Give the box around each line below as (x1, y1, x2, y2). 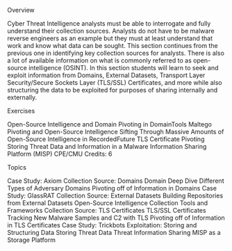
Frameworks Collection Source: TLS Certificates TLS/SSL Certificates (7, 207, 206, 214)
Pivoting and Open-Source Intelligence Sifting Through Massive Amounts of (7, 128, 224, 136)
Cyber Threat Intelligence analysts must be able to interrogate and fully (7, 19, 211, 27)
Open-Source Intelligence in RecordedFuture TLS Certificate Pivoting (7, 135, 205, 143)
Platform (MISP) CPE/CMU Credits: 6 (7, 149, 113, 158)
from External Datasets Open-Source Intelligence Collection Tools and (7, 199, 208, 207)
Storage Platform (7, 236, 56, 244)
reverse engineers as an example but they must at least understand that (7, 34, 213, 42)
